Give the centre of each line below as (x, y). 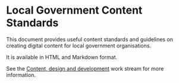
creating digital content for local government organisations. (79, 46)
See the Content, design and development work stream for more (85, 68)
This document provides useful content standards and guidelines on (90, 39)
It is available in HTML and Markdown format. (62, 57)
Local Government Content (74, 10)
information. (21, 75)
